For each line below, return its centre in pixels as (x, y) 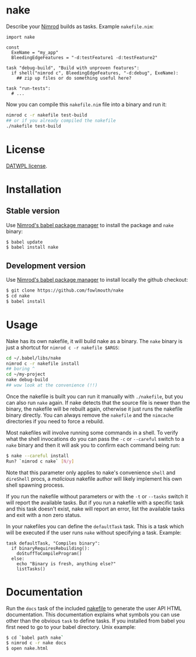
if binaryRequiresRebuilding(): (51, 548)
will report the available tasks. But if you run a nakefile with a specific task (95, 502)
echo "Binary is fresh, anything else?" (66, 564)
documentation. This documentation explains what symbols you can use (93, 614)
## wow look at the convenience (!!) (52, 385)
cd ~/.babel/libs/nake (34, 358)
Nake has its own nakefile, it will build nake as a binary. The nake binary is (94, 341)
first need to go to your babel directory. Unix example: (71, 627)
